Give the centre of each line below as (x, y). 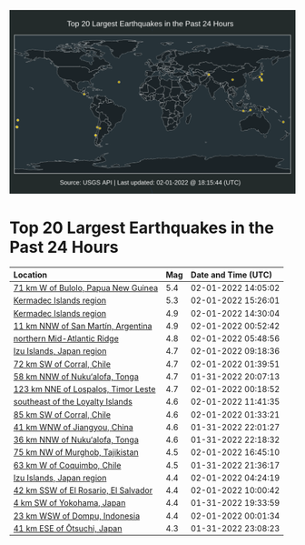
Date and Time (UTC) (231, 275)
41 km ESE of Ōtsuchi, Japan (68, 528)
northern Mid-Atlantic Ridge (66, 338)
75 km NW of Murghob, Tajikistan (76, 452)
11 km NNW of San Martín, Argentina (83, 326)
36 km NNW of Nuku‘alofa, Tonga (76, 440)
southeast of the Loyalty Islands (73, 402)
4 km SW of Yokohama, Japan (69, 503)
